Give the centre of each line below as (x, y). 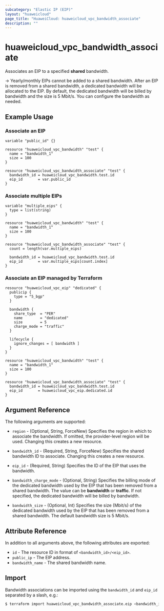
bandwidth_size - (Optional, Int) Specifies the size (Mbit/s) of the (77, 506)
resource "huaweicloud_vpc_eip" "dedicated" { (53, 288)
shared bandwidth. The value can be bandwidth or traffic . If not (77, 491)
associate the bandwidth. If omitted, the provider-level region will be (81, 436)
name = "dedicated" (41, 318)
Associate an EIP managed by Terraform (54, 278)
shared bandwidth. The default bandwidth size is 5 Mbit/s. (71, 516)
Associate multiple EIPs (34, 196)
